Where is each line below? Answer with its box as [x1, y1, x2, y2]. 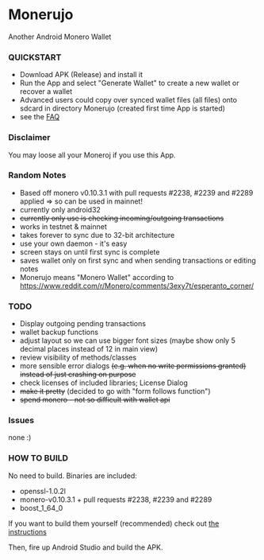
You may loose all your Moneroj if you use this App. [8, 150, 176, 160]
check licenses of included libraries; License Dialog [19, 378, 188, 387]
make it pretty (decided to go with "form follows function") [19, 387, 212, 396]
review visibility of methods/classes [19, 352, 137, 363]
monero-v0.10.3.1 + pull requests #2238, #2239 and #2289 [19, 495, 212, 504]
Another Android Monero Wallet [8, 32, 112, 41]
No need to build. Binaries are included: [8, 471, 137, 480]
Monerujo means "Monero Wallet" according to [19, 272, 174, 282]
